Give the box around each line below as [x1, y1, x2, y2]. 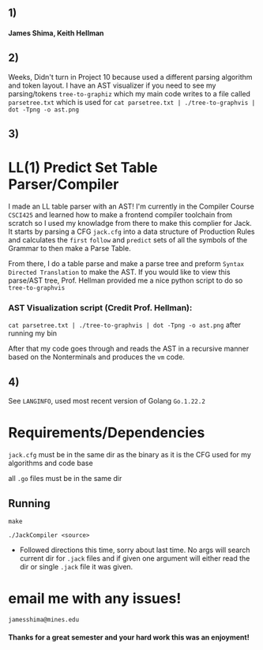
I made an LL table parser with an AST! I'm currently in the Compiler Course [8, 201, 254, 212]
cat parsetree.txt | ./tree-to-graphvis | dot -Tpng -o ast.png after [8, 320, 242, 330]
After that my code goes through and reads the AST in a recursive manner [8, 344, 250, 354]
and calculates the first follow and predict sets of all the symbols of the [8, 235, 247, 245]
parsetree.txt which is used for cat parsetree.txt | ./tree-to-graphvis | [8, 97, 256, 107]
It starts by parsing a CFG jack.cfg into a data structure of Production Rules [8, 227, 255, 236]
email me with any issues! [8, 590, 182, 607]
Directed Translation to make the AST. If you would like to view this [8, 268, 231, 277]
